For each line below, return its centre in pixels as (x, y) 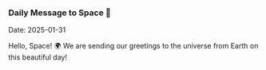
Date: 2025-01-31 (37, 30)
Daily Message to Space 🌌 (60, 13)
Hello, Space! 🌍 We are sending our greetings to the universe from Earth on (133, 46)
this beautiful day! (38, 57)
